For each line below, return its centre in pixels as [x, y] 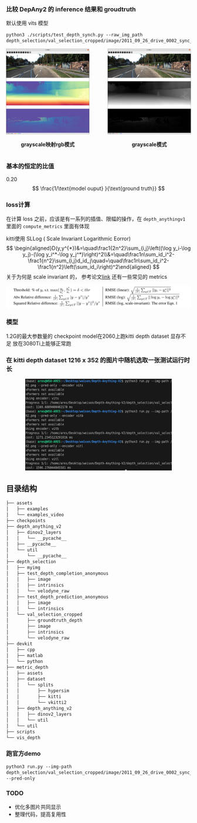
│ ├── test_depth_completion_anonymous [57, 573]
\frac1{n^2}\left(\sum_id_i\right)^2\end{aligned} [94, 267]
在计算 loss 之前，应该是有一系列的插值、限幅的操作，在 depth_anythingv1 [96, 219]
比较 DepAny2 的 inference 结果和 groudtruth [71, 9]
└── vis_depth [23, 737]
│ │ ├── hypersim [38, 690]
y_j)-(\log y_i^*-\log [46, 254]
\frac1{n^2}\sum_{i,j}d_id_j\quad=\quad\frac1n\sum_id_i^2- [98, 260]
